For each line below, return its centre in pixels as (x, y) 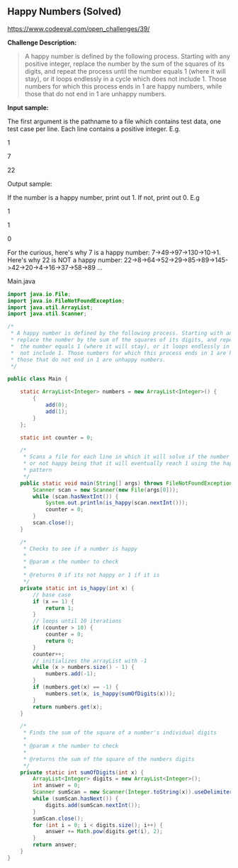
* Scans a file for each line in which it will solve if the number (126, 457)
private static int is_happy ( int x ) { (77, 588)
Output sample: (30, 184)
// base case (52, 594)
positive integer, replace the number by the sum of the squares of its (125, 64)
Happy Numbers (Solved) (64, 12)
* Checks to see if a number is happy (80, 548)
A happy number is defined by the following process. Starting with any (127, 56)
